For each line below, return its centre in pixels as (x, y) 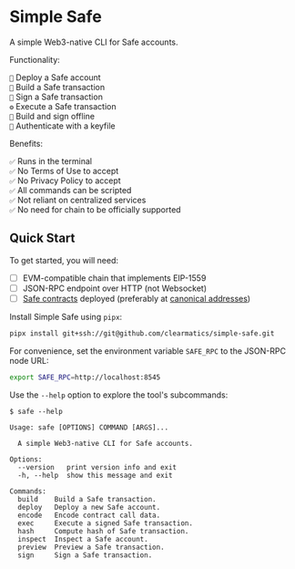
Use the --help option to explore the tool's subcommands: (119, 395)
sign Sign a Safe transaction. (85, 555)
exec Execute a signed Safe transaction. (106, 523)
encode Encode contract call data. (89, 515)
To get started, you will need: (64, 260)
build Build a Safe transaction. (87, 499)
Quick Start (42, 238)
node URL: (29, 360)
